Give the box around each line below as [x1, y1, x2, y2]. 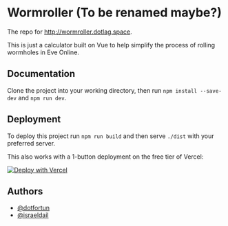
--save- [199, 87, 222, 94]
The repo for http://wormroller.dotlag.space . [7, 27, 132, 36]
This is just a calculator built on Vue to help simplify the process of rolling [7, 41, 216, 49]
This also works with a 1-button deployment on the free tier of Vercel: [7, 152, 204, 161]
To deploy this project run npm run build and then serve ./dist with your [7, 132, 215, 140]
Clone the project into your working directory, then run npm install [7, 86, 198, 94]
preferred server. [7, 139, 56, 147]
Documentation [7, 68, 76, 80]
